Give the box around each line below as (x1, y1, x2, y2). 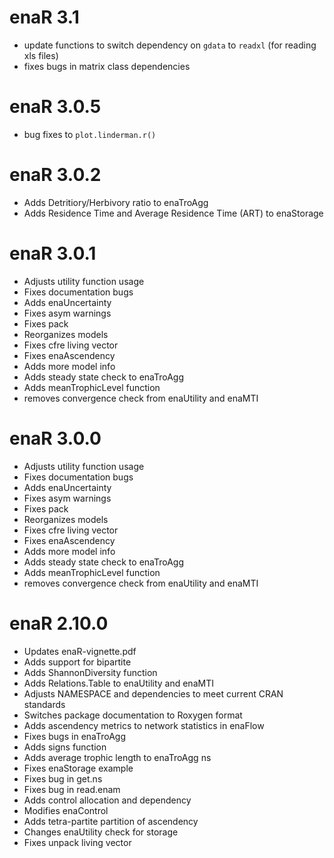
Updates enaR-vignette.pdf (23, 645, 137, 657)
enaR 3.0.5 (9, 96, 102, 118)
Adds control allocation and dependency (23, 794, 192, 806)
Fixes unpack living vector (23, 836, 132, 848)
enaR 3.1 (9, 6, 80, 29)
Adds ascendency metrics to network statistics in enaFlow (23, 719, 265, 731)
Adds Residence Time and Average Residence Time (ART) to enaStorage (23, 207, 324, 219)
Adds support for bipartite (23, 656, 132, 668)
